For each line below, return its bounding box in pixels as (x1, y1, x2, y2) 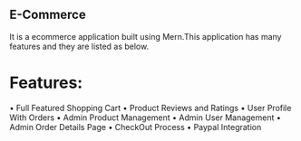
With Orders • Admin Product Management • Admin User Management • (9, 112, 281, 123)
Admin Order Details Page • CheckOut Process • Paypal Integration (9, 121, 262, 132)
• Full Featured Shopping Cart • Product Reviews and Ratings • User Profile (9, 102, 292, 113)
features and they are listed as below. (9, 41, 150, 52)
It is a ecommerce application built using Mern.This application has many (9, 31, 282, 42)
